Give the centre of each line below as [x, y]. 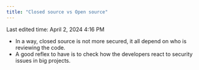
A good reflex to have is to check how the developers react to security [104, 54]
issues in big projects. [43, 60]
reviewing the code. [40, 47]
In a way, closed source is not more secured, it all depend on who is [101, 41]
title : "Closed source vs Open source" [57, 12]
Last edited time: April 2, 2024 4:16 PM [55, 29]
